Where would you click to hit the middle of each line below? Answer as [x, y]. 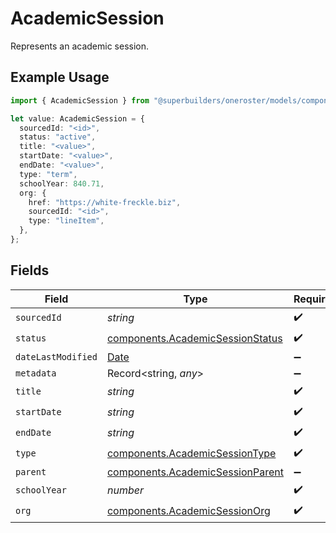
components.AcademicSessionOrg [188, 511]
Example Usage [60, 77]
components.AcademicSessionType [191, 454]
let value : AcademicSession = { [77, 118]
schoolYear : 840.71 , [62, 183]
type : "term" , [48, 174]
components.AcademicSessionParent [195, 472]
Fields [30, 270]
